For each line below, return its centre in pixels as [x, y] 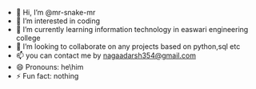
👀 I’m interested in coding [58, 21]
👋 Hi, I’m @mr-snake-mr [56, 12]
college [28, 38]
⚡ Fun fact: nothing [47, 76]
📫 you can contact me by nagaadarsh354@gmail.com [106, 55]
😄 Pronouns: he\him [50, 67]
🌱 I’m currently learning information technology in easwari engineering [132, 29]
